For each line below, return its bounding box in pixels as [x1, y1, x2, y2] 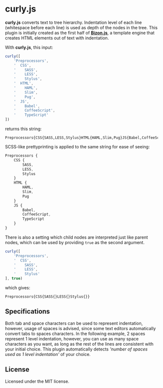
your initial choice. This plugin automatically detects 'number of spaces [5, 346, 148, 352]
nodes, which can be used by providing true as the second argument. [5, 239, 145, 245]
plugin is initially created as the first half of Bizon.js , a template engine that [5, 30, 155, 35]
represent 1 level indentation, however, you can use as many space [5, 335, 139, 341]
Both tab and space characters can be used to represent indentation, [5, 320, 143, 326]
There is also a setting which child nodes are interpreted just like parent [5, 234, 148, 240]
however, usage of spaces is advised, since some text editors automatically [5, 325, 156, 331]
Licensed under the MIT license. [5, 378, 69, 384]
